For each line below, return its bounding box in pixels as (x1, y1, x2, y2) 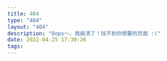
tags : (7, 43, 23, 50)
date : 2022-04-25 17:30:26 (7, 36, 87, 43)
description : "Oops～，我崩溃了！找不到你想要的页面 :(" (7, 29, 161, 37)
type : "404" (7, 17, 42, 24)
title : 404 (7, 10, 39, 18)
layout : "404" (7, 23, 49, 30)
